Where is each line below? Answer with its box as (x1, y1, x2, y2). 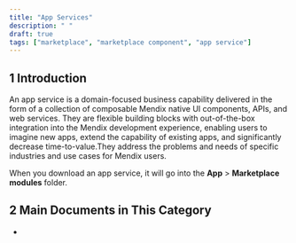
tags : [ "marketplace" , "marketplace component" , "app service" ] (9, 37, 252, 47)
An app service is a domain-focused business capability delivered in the (9, 94, 273, 105)
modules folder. (9, 177, 68, 188)
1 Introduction (9, 70, 87, 85)
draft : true (9, 29, 53, 38)
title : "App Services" (9, 12, 93, 22)
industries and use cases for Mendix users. (9, 151, 167, 161)
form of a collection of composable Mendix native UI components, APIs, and (9, 104, 288, 114)
